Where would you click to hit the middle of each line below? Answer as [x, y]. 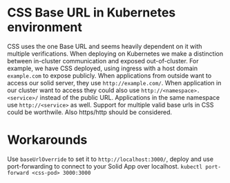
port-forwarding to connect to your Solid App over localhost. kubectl [105, 166]
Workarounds [47, 140]
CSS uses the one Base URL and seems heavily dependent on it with [105, 46]
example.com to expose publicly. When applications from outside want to [109, 75]
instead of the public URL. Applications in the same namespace [130, 97]
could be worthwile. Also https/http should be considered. [90, 112]
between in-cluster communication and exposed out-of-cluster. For [103, 61]
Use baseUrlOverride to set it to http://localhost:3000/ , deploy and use [111, 159]
